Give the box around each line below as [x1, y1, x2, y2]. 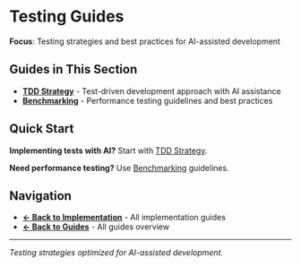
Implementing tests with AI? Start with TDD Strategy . [9, 145, 208, 156]
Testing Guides [9, 6, 125, 27]
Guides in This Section [9, 62, 138, 77]
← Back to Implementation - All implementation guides [21, 212, 227, 223]
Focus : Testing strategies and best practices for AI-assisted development [9, 36, 280, 47]
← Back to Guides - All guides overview [21, 221, 170, 232]
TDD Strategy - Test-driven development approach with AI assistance [21, 85, 281, 96]
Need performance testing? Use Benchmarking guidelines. [9, 162, 230, 173]
